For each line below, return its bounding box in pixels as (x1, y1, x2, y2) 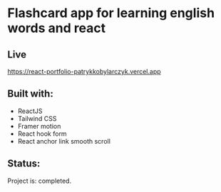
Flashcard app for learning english (7, 5, 215, 21)
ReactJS (17, 107, 43, 115)
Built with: (7, 87, 53, 100)
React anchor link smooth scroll (17, 137, 110, 145)
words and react (7, 20, 106, 36)
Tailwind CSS (17, 114, 57, 122)
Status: (7, 158, 41, 170)
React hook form (17, 129, 67, 138)
